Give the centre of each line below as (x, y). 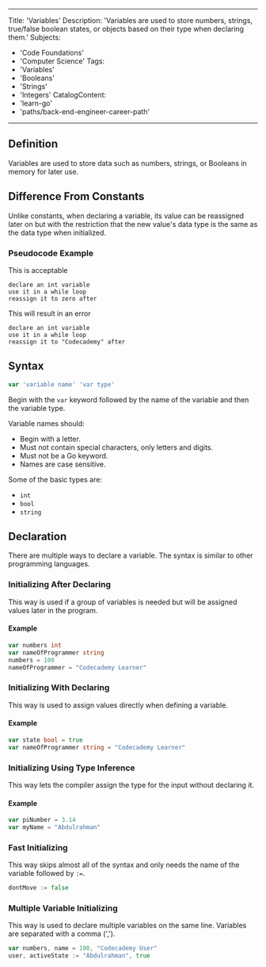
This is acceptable (38, 270)
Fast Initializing (38, 847)
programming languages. (49, 564)
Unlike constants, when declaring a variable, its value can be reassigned (126, 216)
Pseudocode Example (51, 253)
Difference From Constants (76, 196)
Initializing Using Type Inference (72, 768)
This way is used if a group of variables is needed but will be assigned (123, 602)
